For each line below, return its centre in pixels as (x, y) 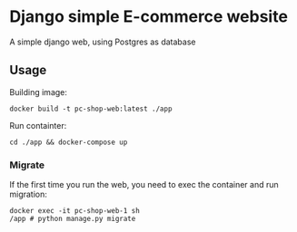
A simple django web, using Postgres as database (103, 42)
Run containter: (38, 125)
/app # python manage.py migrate (73, 219)
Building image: (39, 92)
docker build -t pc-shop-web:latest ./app (91, 109)
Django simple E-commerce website (149, 17)
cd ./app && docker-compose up (69, 142)
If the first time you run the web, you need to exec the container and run (144, 185)
